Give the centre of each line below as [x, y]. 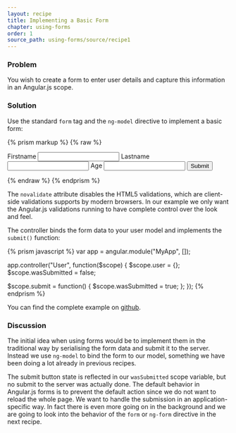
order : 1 [20, 33]
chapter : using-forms [39, 27]
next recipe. [25, 422]
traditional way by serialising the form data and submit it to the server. [108, 349]
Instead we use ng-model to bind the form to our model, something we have [116, 356]
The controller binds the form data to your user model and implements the [114, 230]
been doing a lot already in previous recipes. [72, 363]
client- [213, 194]
